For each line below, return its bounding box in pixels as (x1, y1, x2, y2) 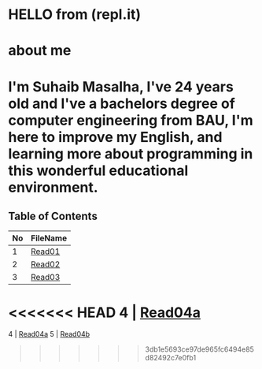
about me (8, 42, 72, 60)
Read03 (31, 272, 61, 283)
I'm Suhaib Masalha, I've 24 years (8, 77, 234, 95)
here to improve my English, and (8, 128, 223, 146)
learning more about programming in (8, 144, 253, 162)
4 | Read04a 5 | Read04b (8, 330, 90, 339)
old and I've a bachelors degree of (8, 95, 236, 112)
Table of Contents (8, 209, 98, 222)
